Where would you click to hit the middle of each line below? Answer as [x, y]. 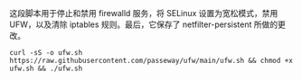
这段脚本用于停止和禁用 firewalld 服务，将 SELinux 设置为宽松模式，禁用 [144, 13]
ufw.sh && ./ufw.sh [46, 68]
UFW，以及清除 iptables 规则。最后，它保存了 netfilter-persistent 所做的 [144, 24]
